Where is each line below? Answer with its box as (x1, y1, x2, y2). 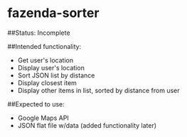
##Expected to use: (7, 99, 65, 108)
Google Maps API (17, 114, 69, 122)
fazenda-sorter (7, 5, 100, 21)
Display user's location (17, 63, 85, 72)
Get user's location (17, 55, 73, 65)
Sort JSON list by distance (17, 71, 95, 80)
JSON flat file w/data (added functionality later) (17, 121, 157, 129)
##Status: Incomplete (7, 28, 70, 37)
